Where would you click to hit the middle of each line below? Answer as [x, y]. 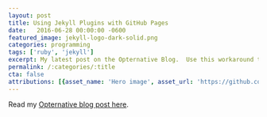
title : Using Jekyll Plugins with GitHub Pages [89, 23]
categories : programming [49, 45]
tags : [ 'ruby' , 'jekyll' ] [51, 52]
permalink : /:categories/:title [62, 67]
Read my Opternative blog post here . [68, 104]
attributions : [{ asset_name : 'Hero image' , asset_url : [101, 81]
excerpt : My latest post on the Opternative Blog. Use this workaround [131, 60]
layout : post [30, 15]
